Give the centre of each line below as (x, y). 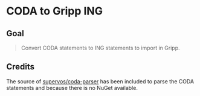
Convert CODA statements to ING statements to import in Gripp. (100, 48)
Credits (21, 67)
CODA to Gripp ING (54, 11)
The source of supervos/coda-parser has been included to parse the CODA (100, 81)
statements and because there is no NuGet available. (72, 88)
